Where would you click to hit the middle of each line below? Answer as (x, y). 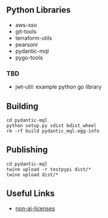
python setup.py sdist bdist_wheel (52, 125)
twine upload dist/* (33, 174)
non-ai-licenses (35, 208)
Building (22, 106)
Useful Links (31, 194)
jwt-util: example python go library (58, 87)
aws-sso (26, 25)
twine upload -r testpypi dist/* (49, 169)
